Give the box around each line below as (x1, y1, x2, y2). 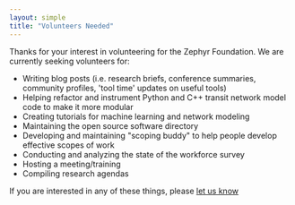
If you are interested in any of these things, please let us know (9, 185, 239, 196)
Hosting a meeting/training (22, 158, 121, 169)
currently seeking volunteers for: (9, 56, 130, 66)
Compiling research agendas (22, 167, 129, 179)
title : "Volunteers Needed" (9, 21, 115, 30)
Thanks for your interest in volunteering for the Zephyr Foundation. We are (9, 46, 284, 56)
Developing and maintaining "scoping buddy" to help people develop (22, 130, 278, 141)
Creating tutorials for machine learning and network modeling (22, 111, 250, 122)
